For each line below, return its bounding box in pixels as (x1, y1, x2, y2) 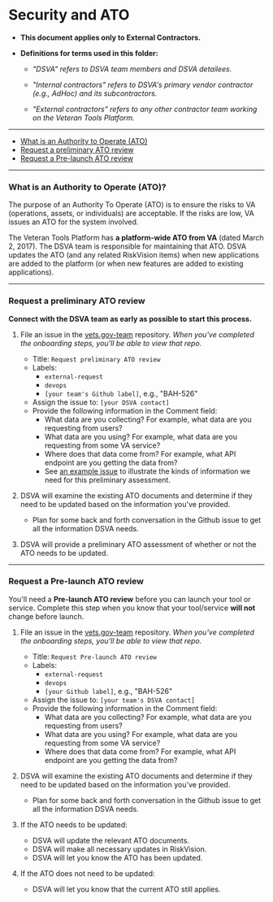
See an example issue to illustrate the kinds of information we (44, 466, 250, 476)
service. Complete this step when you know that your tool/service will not (8, 603, 256, 613)
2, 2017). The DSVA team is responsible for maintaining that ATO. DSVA (8, 241, 246, 251)
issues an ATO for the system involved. (8, 217, 139, 227)
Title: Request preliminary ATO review (32, 353, 161, 363)
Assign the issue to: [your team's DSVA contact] (32, 695, 195, 705)
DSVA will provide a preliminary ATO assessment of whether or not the (19, 539, 257, 549)
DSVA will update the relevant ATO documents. (32, 835, 189, 845)
